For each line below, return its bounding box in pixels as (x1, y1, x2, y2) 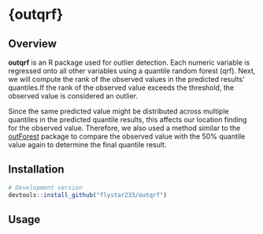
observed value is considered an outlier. (8, 91, 139, 100)
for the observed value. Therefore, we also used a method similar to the (8, 124, 241, 132)
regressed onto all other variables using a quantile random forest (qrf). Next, (8, 66, 256, 76)
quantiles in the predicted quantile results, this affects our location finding (8, 115, 247, 124)
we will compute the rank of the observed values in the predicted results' (8, 75, 246, 84)
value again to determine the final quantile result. (8, 140, 167, 149)
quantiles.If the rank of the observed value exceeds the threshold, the (8, 83, 235, 92)
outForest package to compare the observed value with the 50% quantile (8, 132, 246, 141)
